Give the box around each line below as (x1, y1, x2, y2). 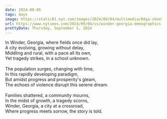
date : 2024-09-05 (5, 7, 41, 12)
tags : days (5, 12, 28, 17)
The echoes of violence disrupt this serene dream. (5, 82, 108, 88)
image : (5, 16, 19, 21)
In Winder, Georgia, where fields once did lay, (5, 39, 98, 45)
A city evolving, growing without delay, (5, 45, 84, 51)
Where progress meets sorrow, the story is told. (5, 108, 103, 115)
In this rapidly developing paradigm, (5, 71, 79, 77)
